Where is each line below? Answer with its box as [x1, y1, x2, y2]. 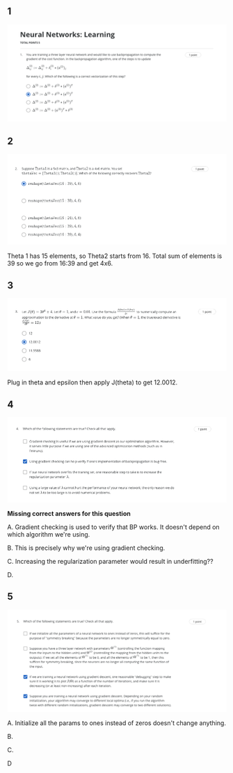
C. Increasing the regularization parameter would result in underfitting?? [7, 557, 214, 565]
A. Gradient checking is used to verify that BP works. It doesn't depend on [7, 523, 220, 531]
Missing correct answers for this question [7, 509, 131, 517]
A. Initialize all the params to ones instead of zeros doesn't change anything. [7, 719, 226, 727]
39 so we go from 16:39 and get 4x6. [7, 259, 113, 268]
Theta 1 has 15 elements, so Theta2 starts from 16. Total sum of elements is [7, 252, 223, 260]
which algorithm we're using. [7, 530, 90, 538]
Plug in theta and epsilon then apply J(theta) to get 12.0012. [7, 378, 178, 386]
